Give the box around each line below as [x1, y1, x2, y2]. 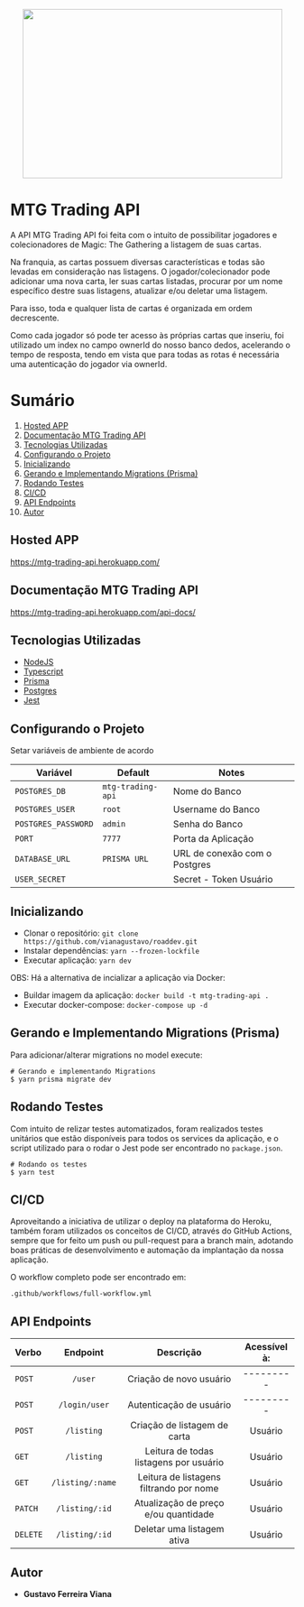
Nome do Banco [172, 785, 242, 798]
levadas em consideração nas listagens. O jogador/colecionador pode [10, 266, 271, 277]
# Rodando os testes [10, 1159, 88, 1168]
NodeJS [23, 657, 54, 668]
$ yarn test [10, 1168, 55, 1177]
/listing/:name [51, 1478, 116, 1488]
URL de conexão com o [172, 847, 272, 860]
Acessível [244, 1341, 288, 1353]
